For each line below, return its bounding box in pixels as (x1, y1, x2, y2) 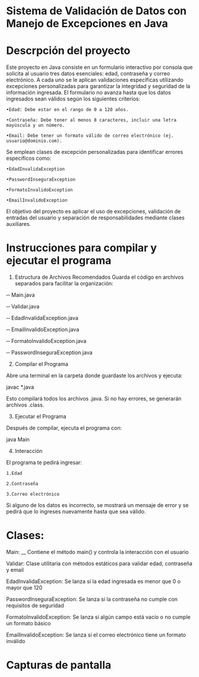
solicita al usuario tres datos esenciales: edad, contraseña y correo (6, 70, 170, 77)
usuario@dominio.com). (6, 138, 62, 144)
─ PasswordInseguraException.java (6, 349, 93, 356)
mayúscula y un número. (6, 122, 65, 128)
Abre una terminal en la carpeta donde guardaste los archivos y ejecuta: (6, 372, 183, 379)
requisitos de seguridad (6, 602, 64, 609)
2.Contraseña (6, 481, 39, 487)
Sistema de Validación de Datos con (6, 4, 187, 18)
